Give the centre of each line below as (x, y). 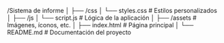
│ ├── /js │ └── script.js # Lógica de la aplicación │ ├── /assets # (102, 18)
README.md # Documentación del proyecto (69, 32)
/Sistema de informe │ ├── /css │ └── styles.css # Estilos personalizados (112, 11)
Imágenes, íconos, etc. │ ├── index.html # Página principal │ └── (100, 25)
